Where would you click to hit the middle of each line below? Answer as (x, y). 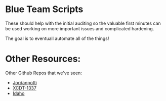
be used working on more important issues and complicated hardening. (80, 28)
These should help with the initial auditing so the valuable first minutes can (83, 23)
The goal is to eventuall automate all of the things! (57, 38)
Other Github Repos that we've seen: (44, 73)
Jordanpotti (25, 82)
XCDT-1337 (25, 88)
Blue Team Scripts (44, 9)
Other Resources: (43, 59)
